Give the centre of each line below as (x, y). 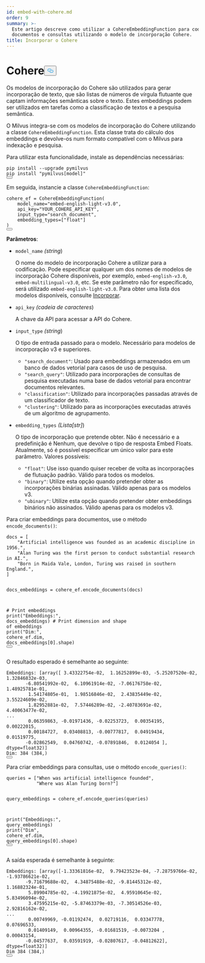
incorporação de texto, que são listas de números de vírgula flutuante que (99, 94)
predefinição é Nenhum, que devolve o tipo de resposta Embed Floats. (104, 443)
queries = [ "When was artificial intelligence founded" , (80, 778)
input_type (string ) (39, 331)
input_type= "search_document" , (57, 214)
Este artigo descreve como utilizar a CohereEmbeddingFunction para (101, 29)
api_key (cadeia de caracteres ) (54, 307)
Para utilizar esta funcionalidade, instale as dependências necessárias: (95, 157)
